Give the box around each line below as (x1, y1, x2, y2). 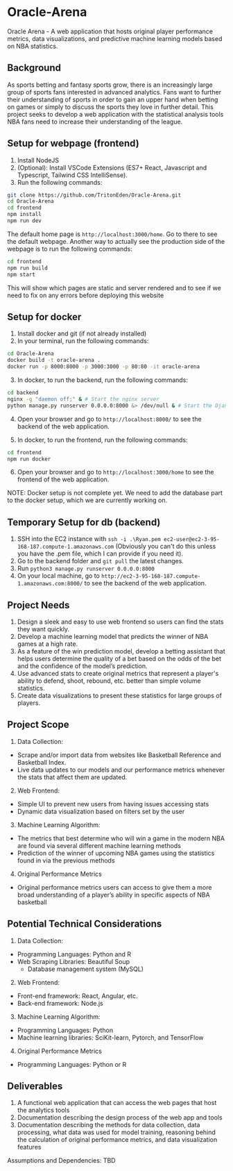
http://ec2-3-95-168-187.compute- (101, 573, 201, 580)
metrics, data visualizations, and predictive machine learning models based (7, 34, 223, 42)
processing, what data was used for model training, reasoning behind (17, 1128, 216, 1136)
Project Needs (7, 599, 70, 611)
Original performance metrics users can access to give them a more (17, 883, 212, 891)
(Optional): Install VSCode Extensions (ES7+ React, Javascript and (17, 163, 207, 172)
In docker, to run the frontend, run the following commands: (17, 435, 188, 444)
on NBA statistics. (7, 42, 58, 50)
